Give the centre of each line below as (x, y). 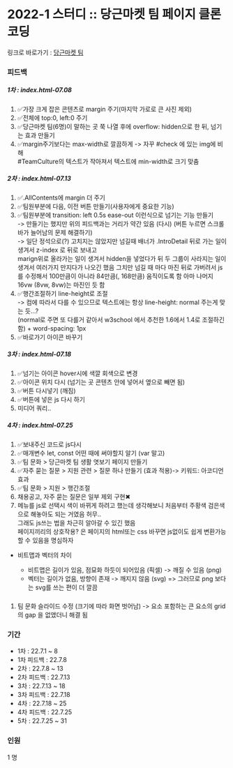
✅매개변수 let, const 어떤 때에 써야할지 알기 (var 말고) (91, 453)
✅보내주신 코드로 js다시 (50, 444)
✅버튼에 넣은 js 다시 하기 (51, 399)
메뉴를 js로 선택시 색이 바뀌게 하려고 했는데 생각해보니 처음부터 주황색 (112, 505)
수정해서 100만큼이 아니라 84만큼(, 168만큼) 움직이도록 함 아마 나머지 (119, 276)
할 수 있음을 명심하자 (45, 540)
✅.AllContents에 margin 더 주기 (61, 197)
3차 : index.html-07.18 (39, 354)
